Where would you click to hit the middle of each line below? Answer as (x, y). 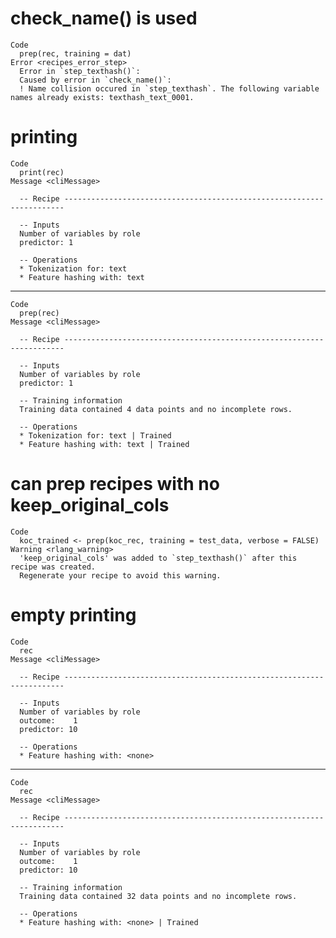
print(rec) (42, 172)
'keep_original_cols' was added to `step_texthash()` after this (158, 558)
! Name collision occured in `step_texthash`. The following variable (169, 88)
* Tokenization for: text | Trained (95, 435)
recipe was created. (53, 567)
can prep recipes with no (115, 484)
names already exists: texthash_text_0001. (102, 97)
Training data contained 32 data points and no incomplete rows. (158, 896)
